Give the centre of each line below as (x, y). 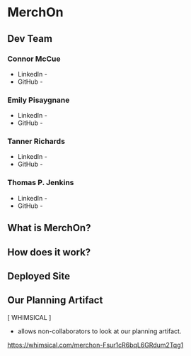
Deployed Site (39, 276)
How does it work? (49, 252)
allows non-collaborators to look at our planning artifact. (99, 331)
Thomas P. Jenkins (41, 183)
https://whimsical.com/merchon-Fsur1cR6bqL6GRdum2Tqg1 (95, 345)
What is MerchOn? (49, 228)
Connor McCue (34, 59)
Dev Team (30, 39)
